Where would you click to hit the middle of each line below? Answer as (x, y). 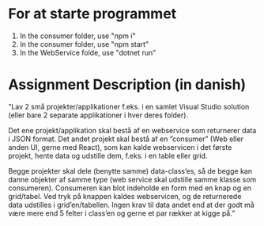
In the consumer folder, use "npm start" (84, 44)
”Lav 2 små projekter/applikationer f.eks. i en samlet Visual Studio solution (129, 106)
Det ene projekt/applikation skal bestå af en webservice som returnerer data (132, 130)
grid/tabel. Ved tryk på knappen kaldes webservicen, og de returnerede (125, 196)
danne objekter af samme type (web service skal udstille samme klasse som (132, 179)
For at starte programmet (92, 14)
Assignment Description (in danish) (127, 85)
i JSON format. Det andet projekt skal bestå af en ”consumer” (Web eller (126, 139)
